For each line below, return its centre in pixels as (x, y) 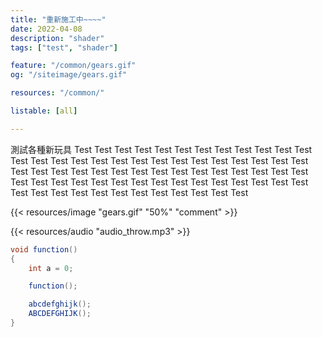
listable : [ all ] (44, 111)
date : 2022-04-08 (46, 29)
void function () (44, 249)
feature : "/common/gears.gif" (73, 66)
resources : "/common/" (57, 93)
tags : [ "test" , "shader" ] (64, 47)
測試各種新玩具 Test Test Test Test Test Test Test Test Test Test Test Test (161, 149)
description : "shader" (57, 38)
